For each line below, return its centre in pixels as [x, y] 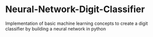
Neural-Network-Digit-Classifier [75, 9]
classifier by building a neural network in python [56, 28]
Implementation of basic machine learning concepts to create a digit [77, 23]
